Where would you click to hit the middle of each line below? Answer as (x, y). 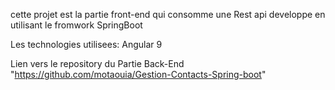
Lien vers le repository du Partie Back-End (97, 63)
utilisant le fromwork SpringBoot (76, 25)
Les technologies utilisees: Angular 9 (86, 44)
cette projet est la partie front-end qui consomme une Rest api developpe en (168, 14)
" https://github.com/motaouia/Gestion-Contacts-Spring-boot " (138, 74)
